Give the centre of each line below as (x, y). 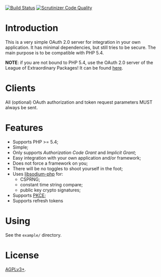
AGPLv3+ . (16, 269)
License (22, 255)
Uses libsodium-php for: (38, 174)
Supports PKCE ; (29, 195)
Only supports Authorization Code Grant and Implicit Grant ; (74, 152)
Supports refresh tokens (38, 200)
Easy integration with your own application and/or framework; (77, 158)
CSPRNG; (30, 179)
